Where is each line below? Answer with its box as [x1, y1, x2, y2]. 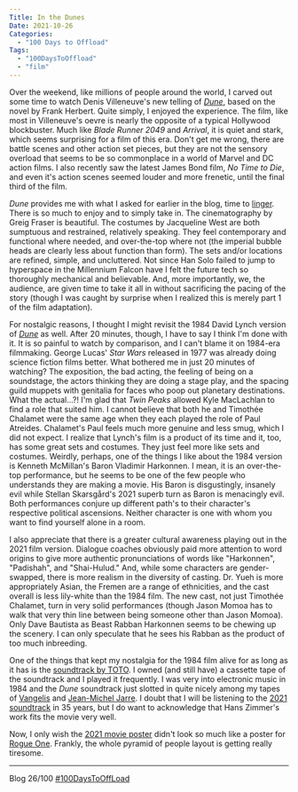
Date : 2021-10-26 [9, 21, 74, 30]
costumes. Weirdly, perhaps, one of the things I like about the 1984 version [9, 451, 283, 461]
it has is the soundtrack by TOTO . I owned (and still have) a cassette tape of [9, 664, 286, 675]
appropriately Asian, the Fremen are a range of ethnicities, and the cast [9, 581, 270, 592]
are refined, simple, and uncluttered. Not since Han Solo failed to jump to [9, 255, 276, 265]
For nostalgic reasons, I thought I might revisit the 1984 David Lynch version [9, 318, 286, 329]
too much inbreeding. [9, 638, 88, 648]
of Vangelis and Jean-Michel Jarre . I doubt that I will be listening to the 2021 [9, 693, 288, 703]
